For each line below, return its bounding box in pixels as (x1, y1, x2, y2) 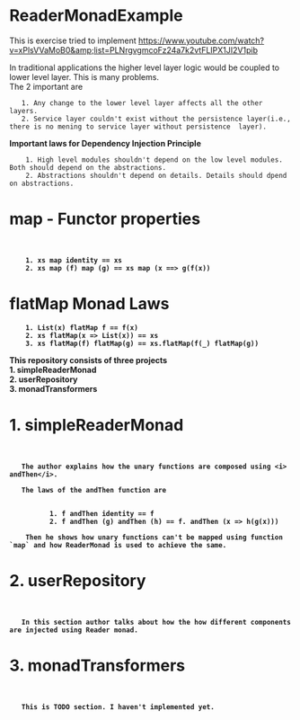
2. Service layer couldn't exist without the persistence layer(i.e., (21, 114, 292, 123)
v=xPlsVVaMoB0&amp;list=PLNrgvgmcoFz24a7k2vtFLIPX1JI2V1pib (9, 44, 259, 55)
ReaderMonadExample (9, 5, 183, 26)
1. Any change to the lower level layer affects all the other (21, 98, 263, 108)
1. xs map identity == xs (25, 255, 123, 265)
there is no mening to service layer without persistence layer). (9, 122, 268, 131)
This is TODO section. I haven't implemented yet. (21, 702, 216, 711)
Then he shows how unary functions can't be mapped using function (25, 532, 283, 542)
